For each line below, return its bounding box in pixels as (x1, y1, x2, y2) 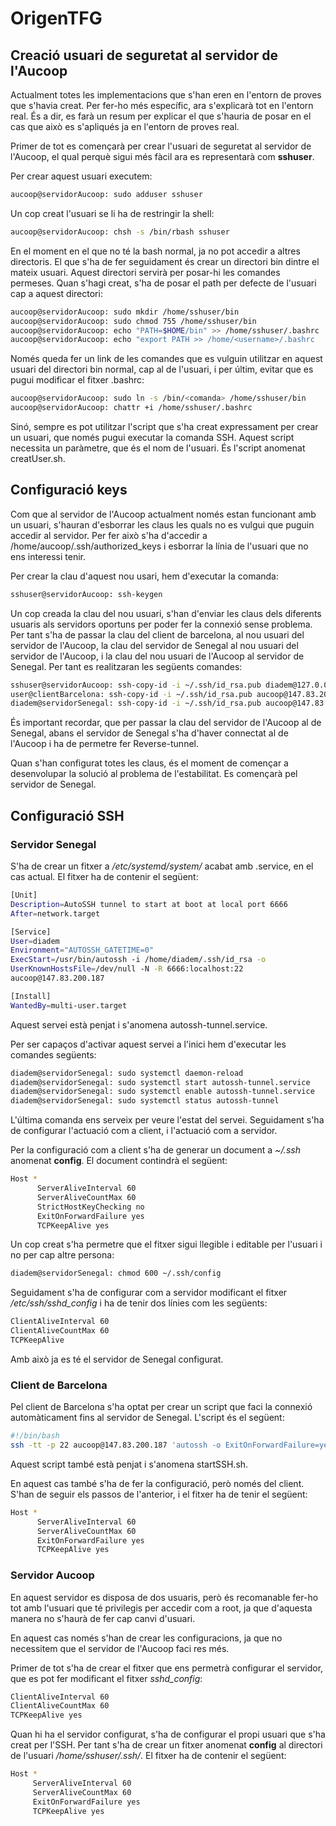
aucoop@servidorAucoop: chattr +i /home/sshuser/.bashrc (10, 403, 253, 413)
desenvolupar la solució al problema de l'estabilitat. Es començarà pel (10, 768, 298, 780)
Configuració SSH (10, 807, 125, 824)
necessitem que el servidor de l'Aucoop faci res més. (10, 1642, 230, 1654)
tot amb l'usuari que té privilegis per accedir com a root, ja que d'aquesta (10, 1602, 313, 1614)
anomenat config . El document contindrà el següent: (10, 1155, 228, 1167)
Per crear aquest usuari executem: (10, 170, 153, 182)
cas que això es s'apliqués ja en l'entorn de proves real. (10, 121, 240, 132)
